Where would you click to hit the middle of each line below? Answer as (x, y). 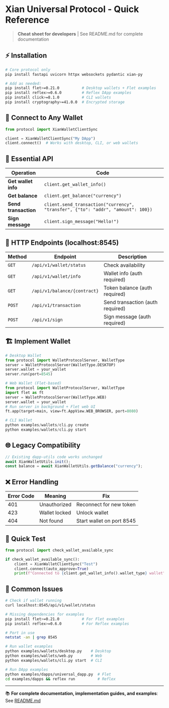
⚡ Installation (26, 56)
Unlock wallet (92, 513)
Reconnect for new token (106, 504)
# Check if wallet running (33, 601)
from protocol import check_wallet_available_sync (59, 550)
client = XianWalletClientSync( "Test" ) (56, 564)
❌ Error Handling (32, 482)
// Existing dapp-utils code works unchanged (54, 457)
